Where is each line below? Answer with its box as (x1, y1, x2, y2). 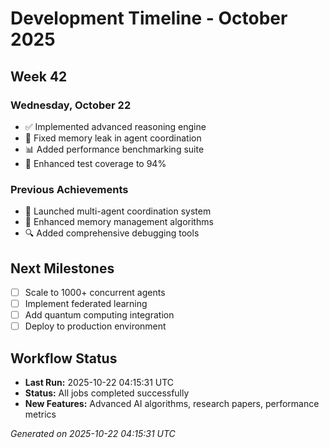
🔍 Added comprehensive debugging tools (24, 227, 200, 239)
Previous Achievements (10, 182, 129, 196)
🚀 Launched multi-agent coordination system (24, 205, 212, 217)
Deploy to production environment (24, 320, 167, 332)
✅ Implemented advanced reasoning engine (24, 120, 207, 132)
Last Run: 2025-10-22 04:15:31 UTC (24, 377, 175, 389)
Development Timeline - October (10, 7, 288, 30)
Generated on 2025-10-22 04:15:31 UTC (10, 428, 176, 440)
